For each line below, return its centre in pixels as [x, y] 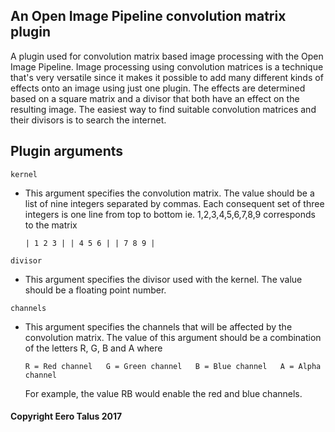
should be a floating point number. [95, 290]
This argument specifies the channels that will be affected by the [158, 326]
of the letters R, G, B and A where [93, 348]
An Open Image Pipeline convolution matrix [148, 16]
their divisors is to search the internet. [88, 120]
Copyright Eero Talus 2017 [66, 416]
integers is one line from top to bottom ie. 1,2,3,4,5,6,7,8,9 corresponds [170, 214]
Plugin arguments [66, 151]
